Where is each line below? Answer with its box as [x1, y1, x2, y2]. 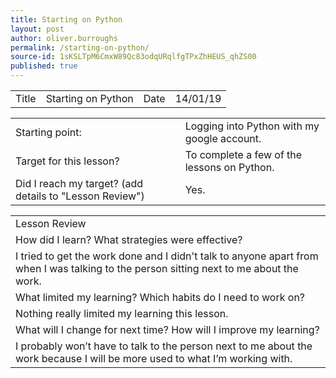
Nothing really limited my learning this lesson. [15, 307, 229, 320]
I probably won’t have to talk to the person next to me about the [15, 339, 313, 353]
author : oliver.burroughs [10, 33, 118, 43]
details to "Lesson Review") [15, 189, 145, 203]
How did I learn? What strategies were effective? [15, 233, 243, 246]
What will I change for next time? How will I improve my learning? [15, 323, 320, 336]
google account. [184, 132, 262, 145]
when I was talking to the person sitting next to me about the [15, 262, 299, 275]
